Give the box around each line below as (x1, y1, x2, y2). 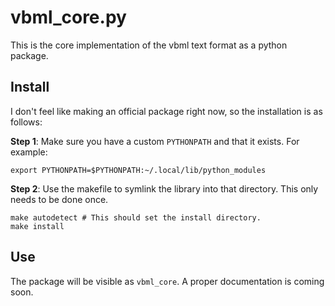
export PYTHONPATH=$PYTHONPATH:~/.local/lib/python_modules (10, 165, 267, 175)
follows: (10, 116, 43, 128)
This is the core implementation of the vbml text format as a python (10, 39, 288, 51)
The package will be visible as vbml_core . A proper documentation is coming (10, 275, 325, 287)
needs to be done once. (10, 193, 109, 205)
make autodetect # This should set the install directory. (10, 212, 262, 223)
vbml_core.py (10, 6, 127, 29)
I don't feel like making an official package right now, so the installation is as (10, 105, 323, 117)
